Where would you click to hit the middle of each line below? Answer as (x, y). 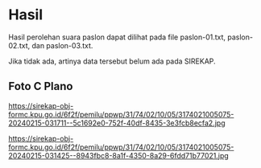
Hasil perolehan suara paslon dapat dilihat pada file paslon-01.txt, (117, 37)
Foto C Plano (41, 86)
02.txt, (19, 45)
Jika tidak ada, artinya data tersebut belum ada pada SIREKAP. (112, 61)
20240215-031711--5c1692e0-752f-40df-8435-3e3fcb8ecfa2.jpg (117, 123)
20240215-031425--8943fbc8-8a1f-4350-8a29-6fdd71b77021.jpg (119, 155)
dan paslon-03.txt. (62, 45)
